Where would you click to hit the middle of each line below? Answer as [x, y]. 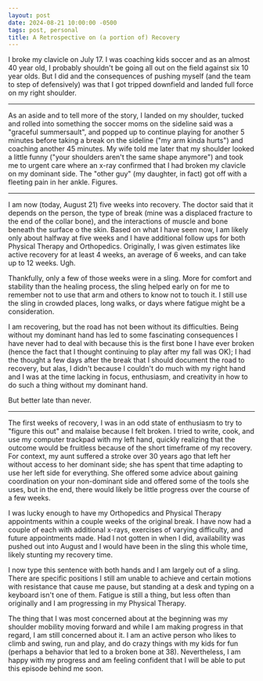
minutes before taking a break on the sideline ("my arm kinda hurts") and [126, 140]
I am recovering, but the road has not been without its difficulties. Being [123, 327]
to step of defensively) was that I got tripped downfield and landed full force [131, 85]
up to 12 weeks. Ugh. [42, 263]
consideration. [31, 311]
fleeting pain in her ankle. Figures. [63, 182]
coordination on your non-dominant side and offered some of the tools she [128, 481]
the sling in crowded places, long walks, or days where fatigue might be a [127, 304]
